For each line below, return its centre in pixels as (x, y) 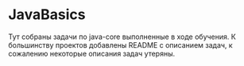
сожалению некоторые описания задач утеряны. (92, 53)
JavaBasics (47, 15)
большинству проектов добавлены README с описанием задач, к (120, 45)
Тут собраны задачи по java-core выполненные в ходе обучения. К (122, 37)
